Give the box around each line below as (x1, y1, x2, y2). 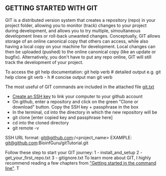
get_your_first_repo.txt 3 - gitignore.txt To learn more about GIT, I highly (5, 155, 152, 161)
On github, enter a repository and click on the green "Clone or (12, 99, 138, 105)
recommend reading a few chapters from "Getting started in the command (5, 160, 157, 166)
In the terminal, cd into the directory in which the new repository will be (12, 109, 158, 115)
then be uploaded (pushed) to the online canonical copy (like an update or (5, 49, 156, 55)
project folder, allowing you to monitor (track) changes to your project (5, 22, 147, 28)
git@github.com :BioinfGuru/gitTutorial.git (5, 140, 88, 146)
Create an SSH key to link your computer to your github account (12, 93, 143, 99)
